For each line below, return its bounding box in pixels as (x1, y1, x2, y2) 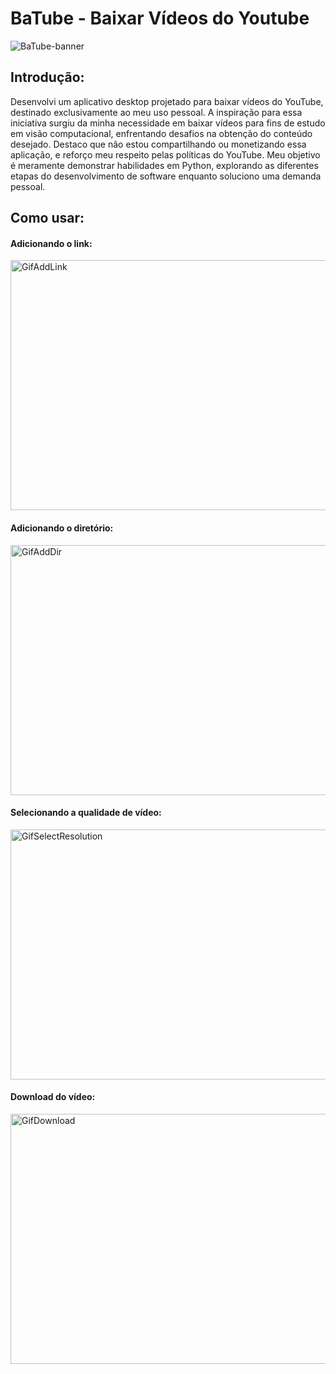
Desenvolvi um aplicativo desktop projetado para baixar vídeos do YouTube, (10, 95, 324, 107)
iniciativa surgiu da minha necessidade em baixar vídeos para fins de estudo (10, 117, 326, 129)
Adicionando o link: (10, 237, 93, 249)
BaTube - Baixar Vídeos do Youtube (10, 7, 310, 30)
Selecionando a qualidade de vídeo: (10, 807, 162, 819)
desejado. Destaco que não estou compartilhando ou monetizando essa (10, 138, 307, 150)
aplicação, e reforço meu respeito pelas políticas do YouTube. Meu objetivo (10, 148, 321, 161)
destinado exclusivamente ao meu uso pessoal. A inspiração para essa (10, 106, 303, 118)
